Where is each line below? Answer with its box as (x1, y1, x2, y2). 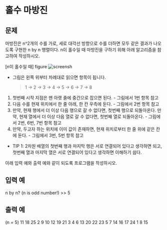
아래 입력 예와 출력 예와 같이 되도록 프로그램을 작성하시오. (5, 160, 117, 166)
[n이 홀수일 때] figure (5, 64, 47, 69)
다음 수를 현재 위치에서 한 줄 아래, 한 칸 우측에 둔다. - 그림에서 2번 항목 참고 (12, 101, 159, 107)
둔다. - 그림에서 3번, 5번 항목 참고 (17, 133, 84, 138)
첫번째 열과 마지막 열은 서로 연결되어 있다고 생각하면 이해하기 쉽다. (12, 149, 142, 155)
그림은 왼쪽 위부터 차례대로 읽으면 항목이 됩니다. (12, 74, 106, 80)
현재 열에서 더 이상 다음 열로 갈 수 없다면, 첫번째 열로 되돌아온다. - (19, 113, 147, 120)
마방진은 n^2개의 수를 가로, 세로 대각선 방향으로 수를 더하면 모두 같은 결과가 (5, 41, 152, 46)
